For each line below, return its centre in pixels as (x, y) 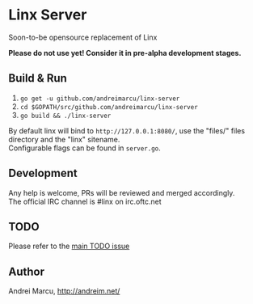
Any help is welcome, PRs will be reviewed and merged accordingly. (122, 192)
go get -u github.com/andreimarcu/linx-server (100, 99)
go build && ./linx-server (65, 116)
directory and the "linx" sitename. (64, 139)
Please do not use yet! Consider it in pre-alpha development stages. (125, 53)
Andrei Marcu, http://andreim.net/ (64, 291)
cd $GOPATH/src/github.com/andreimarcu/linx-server (109, 107)
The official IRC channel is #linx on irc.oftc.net (85, 201)
